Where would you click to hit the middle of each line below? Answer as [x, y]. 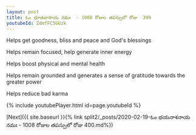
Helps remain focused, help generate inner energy [69, 52]
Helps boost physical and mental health [56, 64]
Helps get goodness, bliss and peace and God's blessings [79, 41]
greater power [24, 82]
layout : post [23, 12]
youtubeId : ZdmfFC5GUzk [36, 23]
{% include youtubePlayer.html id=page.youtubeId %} [74, 105]
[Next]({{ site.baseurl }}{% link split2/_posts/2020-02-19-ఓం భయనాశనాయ [98, 117]
